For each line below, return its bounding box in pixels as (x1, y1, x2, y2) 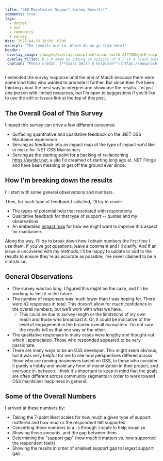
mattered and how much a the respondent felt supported (12, 420, 126, 426)
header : (5, 48, 21, 52)
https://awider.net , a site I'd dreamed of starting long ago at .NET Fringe (12, 157, 156, 163)
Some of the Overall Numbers (5, 392, 96, 400)
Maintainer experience (12, 136, 57, 142)
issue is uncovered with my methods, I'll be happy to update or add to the (5, 248, 152, 254)
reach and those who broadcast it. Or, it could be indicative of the (19, 316, 150, 322)
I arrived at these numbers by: (5, 405, 65, 411)
